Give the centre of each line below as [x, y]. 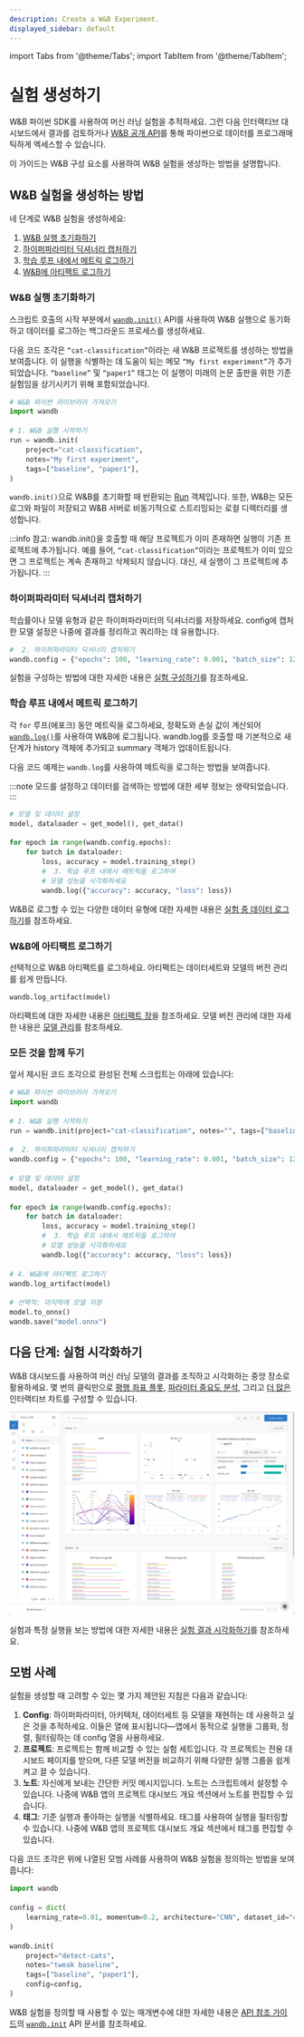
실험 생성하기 [55, 95]
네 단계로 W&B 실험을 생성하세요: [68, 218]
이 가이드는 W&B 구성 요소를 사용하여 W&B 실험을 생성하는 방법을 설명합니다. [145, 164]
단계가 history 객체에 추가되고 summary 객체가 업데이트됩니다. [120, 747]
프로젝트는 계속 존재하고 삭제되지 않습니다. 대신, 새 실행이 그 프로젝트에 [154, 561]
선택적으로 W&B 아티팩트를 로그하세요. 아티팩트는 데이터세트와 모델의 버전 [140, 967]
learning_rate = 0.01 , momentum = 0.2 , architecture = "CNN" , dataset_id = [157, 1917]
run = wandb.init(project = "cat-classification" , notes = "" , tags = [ [137, 1130]
